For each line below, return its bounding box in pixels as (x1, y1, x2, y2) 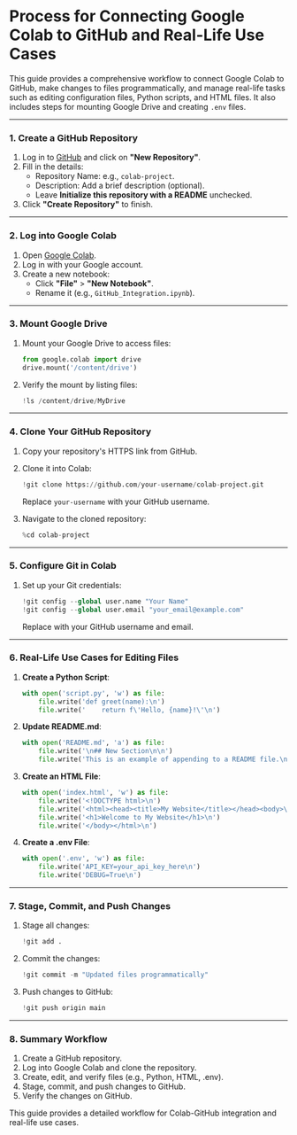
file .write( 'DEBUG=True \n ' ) (38, 871, 141, 880)
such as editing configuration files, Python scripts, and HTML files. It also (9, 91, 276, 103)
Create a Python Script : (21, 672, 110, 682)
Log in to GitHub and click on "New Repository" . (21, 152, 202, 163)
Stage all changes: (21, 920, 90, 931)
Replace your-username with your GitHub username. (21, 496, 210, 507)
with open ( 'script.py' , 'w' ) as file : (21, 688, 165, 697)
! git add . (21, 937, 63, 946)
